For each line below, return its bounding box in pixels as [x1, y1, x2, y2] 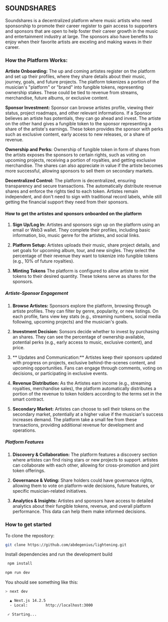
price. [12, 345, 25, 351]
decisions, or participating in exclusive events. [12, 370, 108, 376]
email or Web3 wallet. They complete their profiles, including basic [12, 227, 150, 233]
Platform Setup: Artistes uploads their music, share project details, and [12, 242, 160, 248]
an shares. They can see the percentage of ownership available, [12, 334, 145, 340]
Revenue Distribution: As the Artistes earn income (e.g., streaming [12, 380, 151, 386]
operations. [12, 427, 37, 433]
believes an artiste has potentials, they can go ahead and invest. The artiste [5, 115, 161, 121]
